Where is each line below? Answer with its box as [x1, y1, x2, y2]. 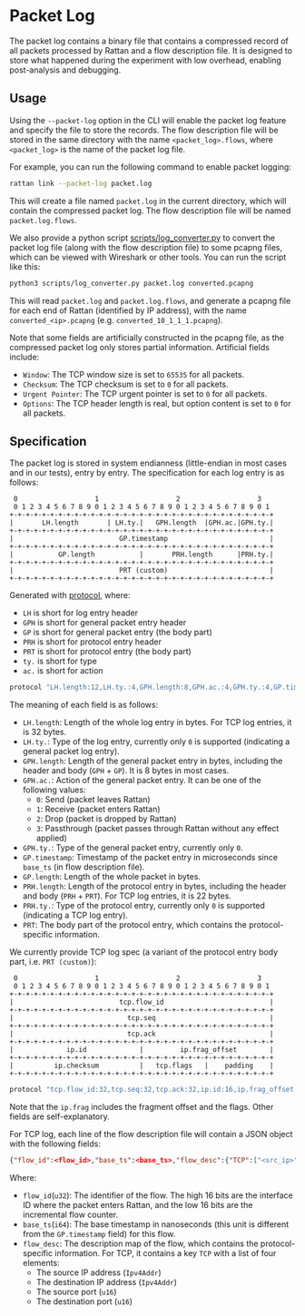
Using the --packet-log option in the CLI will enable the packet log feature [9, 114, 287, 125]
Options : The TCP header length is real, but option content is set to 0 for [22, 398, 291, 408]
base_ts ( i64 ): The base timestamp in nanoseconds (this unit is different [22, 1218, 290, 1230]
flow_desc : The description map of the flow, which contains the [22, 1238, 259, 1249]
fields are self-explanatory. [9, 1111, 111, 1122]
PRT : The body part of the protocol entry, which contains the [22, 919, 247, 930]
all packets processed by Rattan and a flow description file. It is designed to [9, 44, 293, 55]
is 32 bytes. [22, 727, 67, 738]
